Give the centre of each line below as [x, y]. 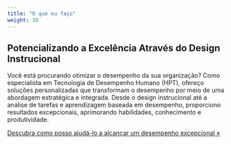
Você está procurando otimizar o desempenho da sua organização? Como [114, 75]
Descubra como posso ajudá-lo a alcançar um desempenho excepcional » [114, 133]
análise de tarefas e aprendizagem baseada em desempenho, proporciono [114, 105]
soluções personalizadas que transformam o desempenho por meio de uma [116, 90]
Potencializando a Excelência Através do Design [114, 48]
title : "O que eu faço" [42, 13]
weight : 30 [23, 20]
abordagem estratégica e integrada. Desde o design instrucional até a [107, 98]
